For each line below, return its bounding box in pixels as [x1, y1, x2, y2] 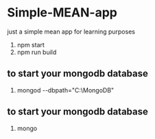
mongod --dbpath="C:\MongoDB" [16, 86, 115, 94]
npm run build [16, 48, 57, 56]
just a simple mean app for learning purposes [7, 27, 136, 36]
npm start [16, 40, 45, 49]
